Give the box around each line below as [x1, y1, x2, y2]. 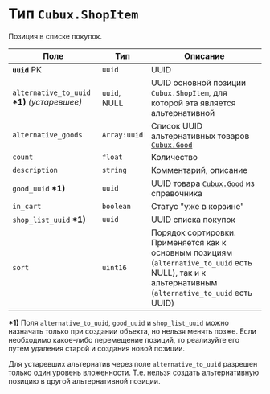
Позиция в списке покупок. [8, 31, 103, 41]
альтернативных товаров [151, 130, 250, 142]
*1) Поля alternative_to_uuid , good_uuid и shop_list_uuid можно [8, 318, 229, 327]
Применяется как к [151, 236, 227, 248]
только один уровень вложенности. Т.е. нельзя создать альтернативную [8, 367, 260, 377]
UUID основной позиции [151, 77, 247, 88]
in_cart [12, 202, 42, 211]
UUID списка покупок [151, 214, 235, 225]
